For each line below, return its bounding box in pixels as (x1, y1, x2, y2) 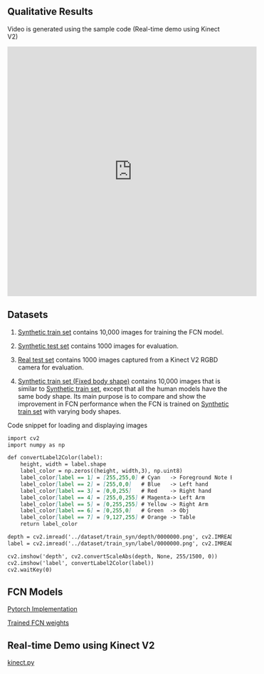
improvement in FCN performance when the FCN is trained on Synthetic (17, 399, 229, 408)
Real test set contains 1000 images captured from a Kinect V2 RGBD (17, 355, 218, 364)
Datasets (7, 309, 48, 321)
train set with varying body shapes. (17, 407, 122, 416)
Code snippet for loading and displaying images (7, 421, 148, 429)
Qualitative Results (7, 6, 94, 18)
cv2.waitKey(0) (7, 566, 53, 573)
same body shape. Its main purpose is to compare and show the (17, 392, 206, 400)
